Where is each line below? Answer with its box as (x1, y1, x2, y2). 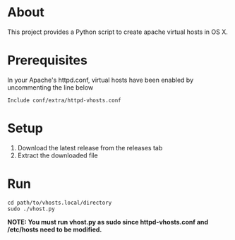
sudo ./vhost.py (7, 205, 55, 212)
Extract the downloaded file (17, 151, 98, 160)
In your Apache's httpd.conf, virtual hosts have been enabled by (7, 76, 194, 84)
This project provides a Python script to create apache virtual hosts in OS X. (7, 28, 228, 36)
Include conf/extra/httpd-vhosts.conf (7, 97, 121, 104)
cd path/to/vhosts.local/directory (7, 199, 112, 206)
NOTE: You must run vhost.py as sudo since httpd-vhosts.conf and (7, 217, 209, 226)
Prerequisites (7, 52, 88, 68)
